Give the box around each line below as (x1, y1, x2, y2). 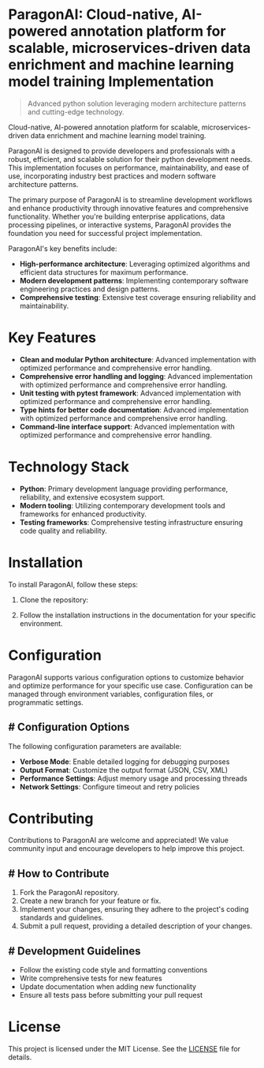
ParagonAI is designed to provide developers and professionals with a (8, 146, 236, 156)
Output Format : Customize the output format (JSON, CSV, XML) (19, 765, 229, 774)
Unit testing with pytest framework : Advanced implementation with (19, 388, 242, 398)
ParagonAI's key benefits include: (8, 243, 117, 253)
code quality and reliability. (19, 526, 108, 535)
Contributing (8, 809, 94, 827)
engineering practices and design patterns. (19, 284, 160, 294)
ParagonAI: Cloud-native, (8, 6, 179, 24)
